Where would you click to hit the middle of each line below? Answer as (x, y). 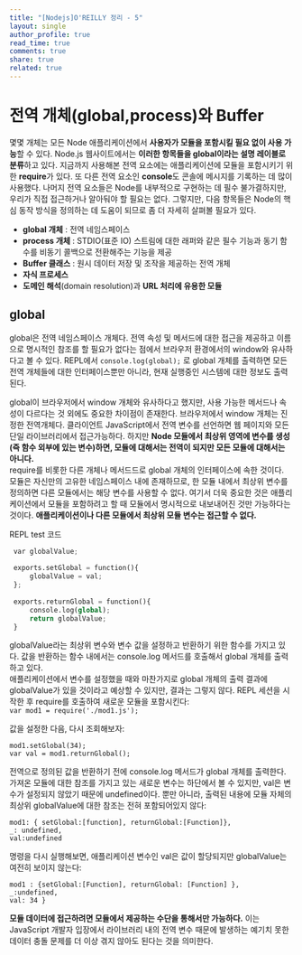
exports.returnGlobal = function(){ (82, 602)
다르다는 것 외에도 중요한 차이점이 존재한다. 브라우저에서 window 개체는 (152, 413)
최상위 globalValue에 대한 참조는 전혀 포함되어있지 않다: (108, 806)
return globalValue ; (68, 618)
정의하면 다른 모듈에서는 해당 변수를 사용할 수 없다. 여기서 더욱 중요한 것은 (139, 492)
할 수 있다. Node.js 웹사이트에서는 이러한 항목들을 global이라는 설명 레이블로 (151, 154)
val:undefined (36, 838)
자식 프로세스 (46, 274)
